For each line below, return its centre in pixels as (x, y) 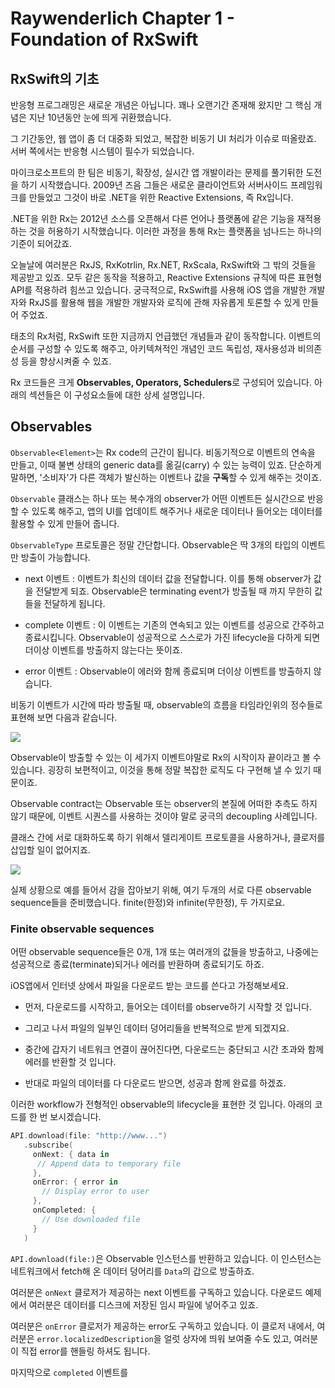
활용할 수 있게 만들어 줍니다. (65, 523)
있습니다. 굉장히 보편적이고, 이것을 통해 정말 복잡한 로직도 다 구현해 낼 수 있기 (161, 769)
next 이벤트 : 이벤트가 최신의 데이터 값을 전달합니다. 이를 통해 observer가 (168, 578)
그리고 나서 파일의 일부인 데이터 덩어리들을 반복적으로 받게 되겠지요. (157, 1028)
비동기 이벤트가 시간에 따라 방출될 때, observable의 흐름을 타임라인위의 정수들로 (166, 704)
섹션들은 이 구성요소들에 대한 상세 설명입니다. (117, 395)
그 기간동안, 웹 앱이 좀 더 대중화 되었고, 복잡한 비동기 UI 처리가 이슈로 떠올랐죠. (163, 138)
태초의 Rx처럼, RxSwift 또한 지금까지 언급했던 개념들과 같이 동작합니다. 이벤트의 (166, 336)
